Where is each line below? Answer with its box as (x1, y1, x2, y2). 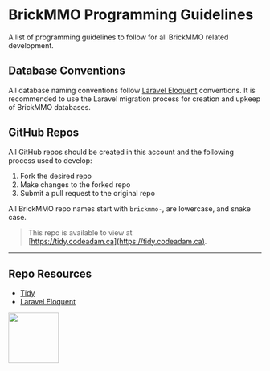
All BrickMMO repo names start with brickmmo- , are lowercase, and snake (8, 203, 252, 214)
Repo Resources (8, 267, 92, 280)
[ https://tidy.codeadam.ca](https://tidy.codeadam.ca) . (27, 236, 207, 246)
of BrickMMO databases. (8, 102, 91, 112)
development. (8, 40, 54, 50)
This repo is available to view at (27, 227, 133, 238)
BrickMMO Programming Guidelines (8, 6, 254, 24)
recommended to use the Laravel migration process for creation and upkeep (8, 94, 261, 104)
